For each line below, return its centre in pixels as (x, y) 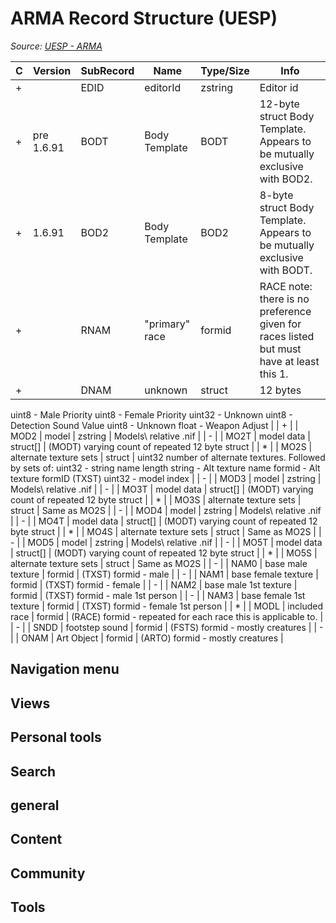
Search (33, 771)
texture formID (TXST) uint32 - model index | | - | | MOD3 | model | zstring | (166, 478)
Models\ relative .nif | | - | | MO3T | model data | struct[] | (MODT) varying (162, 489)
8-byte (276, 195)
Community (48, 873)
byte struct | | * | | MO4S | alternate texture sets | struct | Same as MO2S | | (166, 531)
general (35, 805)
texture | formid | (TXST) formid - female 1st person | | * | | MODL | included (166, 606)
